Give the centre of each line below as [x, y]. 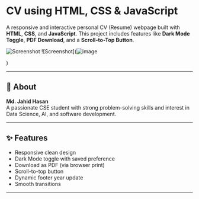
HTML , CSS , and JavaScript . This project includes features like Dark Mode [98, 33]
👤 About [21, 87]
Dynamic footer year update [49, 177]
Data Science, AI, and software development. [61, 114]
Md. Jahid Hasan [27, 101]
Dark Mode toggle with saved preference [65, 159]
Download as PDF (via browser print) [60, 165]
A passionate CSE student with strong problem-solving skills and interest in [98, 107]
